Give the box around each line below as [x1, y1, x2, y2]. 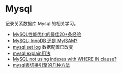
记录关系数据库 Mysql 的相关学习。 [5, 20, 79, 26]
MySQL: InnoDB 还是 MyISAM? [12, 38, 78, 44]
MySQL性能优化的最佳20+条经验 [12, 31, 81, 37]
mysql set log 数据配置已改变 [12, 44, 74, 50]
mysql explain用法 [12, 50, 51, 56]
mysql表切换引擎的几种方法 [12, 62, 70, 68]
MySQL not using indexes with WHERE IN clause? [12, 56, 117, 62]
